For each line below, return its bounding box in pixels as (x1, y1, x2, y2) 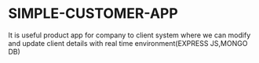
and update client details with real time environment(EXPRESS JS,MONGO (8, 38, 248, 47)
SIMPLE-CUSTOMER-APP (8, 5, 178, 23)
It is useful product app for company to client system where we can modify (8, 30, 251, 40)
